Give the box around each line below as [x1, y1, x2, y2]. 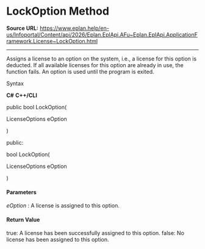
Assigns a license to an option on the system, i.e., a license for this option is [6, 55, 197, 62]
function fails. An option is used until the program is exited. [6, 68, 154, 75]
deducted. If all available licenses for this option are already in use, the [6, 61, 184, 68]
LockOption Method [6, 4, 110, 18]
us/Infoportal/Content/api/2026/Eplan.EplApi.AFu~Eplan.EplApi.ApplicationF [6, 31, 198, 38]
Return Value [6, 215, 40, 223]
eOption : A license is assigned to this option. [6, 202, 120, 209]
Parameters [6, 188, 37, 196]
